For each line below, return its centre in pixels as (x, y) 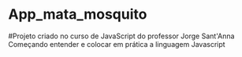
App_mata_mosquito (78, 14)
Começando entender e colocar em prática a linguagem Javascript (117, 44)
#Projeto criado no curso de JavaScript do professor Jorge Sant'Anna (121, 36)
